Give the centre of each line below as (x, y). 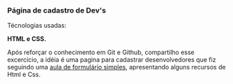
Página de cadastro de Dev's (57, 10)
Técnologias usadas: (37, 26)
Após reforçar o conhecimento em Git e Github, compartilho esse (101, 52)
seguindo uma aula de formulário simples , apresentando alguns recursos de (116, 67)
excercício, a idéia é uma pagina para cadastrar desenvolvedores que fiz (112, 60)
